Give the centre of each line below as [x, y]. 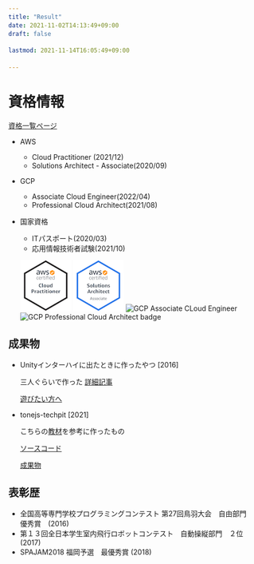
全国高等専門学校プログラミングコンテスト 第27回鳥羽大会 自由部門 [133, 513]
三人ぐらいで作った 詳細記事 [66, 381]
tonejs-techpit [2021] [54, 415]
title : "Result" [35, 17]
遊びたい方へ [41, 399]
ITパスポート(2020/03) [69, 238]
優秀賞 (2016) [44, 523]
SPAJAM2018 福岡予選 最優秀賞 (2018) [86, 552]
